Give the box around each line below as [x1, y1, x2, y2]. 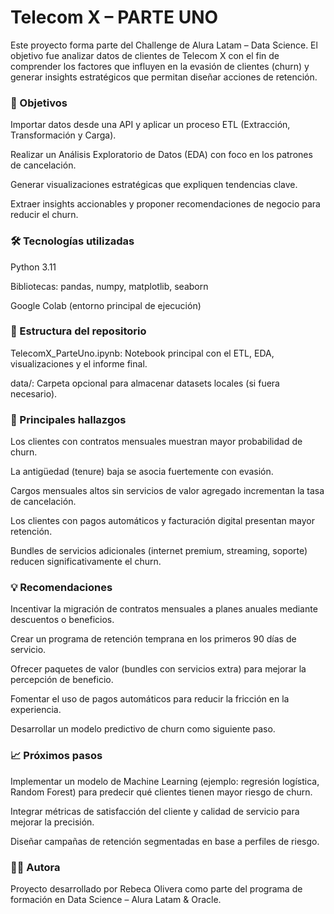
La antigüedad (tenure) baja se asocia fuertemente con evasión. [10, 466, 274, 478]
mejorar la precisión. [10, 816, 95, 828]
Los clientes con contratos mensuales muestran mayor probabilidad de [10, 436, 303, 448]
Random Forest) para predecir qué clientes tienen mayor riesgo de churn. [10, 786, 313, 798]
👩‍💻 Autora [10, 860, 61, 874]
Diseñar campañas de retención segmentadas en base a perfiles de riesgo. [10, 835, 320, 847]
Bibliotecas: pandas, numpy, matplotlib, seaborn [10, 280, 209, 292]
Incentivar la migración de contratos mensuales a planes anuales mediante [10, 603, 318, 615]
